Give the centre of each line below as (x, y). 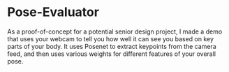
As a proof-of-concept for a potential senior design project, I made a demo (115, 31)
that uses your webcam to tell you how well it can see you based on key (111, 38)
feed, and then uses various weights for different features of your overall (112, 54)
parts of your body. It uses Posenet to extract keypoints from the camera (112, 46)
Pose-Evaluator (53, 12)
